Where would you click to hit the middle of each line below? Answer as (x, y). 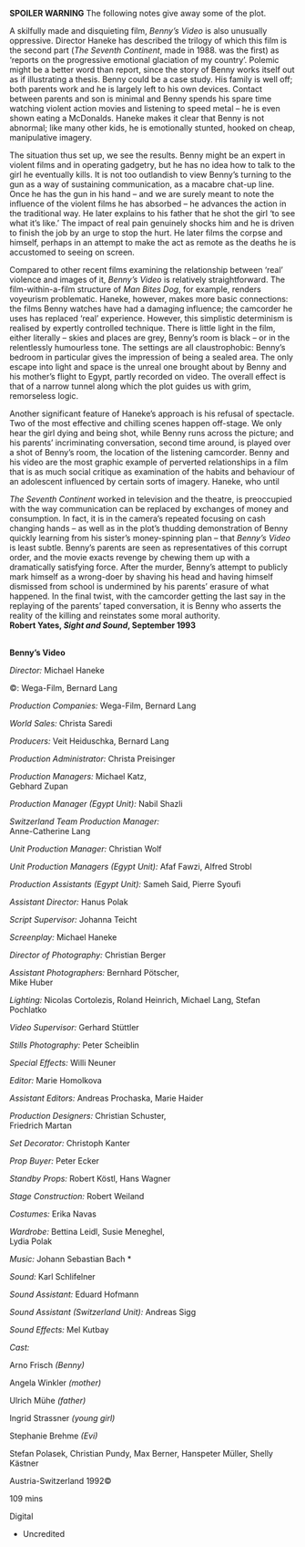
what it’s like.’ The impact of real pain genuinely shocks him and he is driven (152, 223)
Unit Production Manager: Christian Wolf (86, 849)
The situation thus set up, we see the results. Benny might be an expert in (147, 155)
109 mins (26, 1499)
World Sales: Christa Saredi (61, 723)
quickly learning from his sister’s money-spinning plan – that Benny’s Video (150, 538)
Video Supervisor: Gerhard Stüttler (74, 1027)
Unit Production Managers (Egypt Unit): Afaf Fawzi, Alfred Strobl (131, 867)
